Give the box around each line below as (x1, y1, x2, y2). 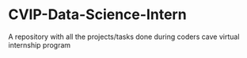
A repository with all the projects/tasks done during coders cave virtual (8, 32, 240, 41)
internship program (8, 40, 71, 49)
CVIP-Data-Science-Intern (8, 6, 188, 24)
